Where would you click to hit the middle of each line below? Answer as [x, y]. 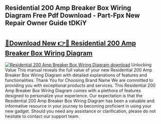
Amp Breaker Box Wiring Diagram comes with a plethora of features [73, 91]
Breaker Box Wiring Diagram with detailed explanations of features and [76, 75]
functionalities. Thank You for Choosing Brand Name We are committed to [79, 80]
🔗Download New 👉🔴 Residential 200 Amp [71, 43]
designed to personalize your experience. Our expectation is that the [74, 96]
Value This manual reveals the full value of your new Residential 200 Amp [79, 70]
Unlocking [141, 65]
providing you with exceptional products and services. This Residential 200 [80, 85]
